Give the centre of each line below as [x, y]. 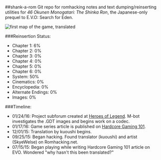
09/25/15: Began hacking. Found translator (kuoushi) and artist [74, 137]
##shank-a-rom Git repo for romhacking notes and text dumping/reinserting [81, 7]
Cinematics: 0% [28, 82]
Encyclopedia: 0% [30, 87]
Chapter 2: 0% [27, 51]
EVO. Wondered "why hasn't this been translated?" [63, 152]
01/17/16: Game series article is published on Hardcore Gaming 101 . [79, 126]
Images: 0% [24, 97]
